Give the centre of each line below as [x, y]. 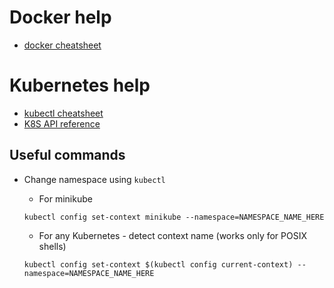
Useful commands [67, 155]
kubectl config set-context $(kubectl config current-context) [158, 264]
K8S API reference [62, 123]
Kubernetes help [80, 85]
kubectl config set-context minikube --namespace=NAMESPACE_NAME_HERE [174, 217]
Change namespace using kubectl [94, 179]
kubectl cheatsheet [63, 113]
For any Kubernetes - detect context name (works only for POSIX [173, 235]
